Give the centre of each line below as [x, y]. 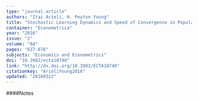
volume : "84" [22, 44]
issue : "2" [19, 39]
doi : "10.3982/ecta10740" [38, 60]
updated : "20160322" [32, 76]
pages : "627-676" [27, 50]
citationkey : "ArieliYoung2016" [46, 71]
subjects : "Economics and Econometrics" [57, 55]
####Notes [20, 93]
